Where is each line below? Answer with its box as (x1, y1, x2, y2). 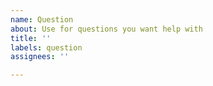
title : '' (10, 33, 52, 43)
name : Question (10, 14, 74, 25)
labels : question (10, 42, 83, 53)
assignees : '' (10, 52, 70, 62)
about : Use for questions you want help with (10, 24, 203, 34)
